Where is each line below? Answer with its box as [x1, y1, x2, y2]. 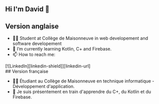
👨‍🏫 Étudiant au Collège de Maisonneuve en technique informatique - [12, 78, 154, 84]
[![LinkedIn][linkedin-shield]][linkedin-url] [5, 63, 91, 69]
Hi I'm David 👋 [5, 5, 50, 13]
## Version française [5, 68, 49, 74]
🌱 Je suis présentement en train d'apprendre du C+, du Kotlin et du [12, 88, 151, 95]
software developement [12, 40, 62, 46]
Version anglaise [5, 22, 59, 30]
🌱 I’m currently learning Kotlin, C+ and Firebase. [12, 46, 112, 52]
